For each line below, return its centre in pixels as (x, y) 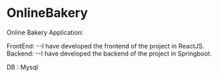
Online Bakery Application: (45, 32)
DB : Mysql (23, 67)
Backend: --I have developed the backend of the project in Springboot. (109, 53)
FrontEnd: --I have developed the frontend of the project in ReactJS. (106, 46)
